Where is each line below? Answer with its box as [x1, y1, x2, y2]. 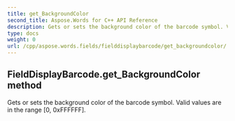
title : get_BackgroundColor [7, 10, 90, 17]
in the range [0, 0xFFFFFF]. [7, 106, 86, 114]
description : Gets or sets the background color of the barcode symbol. [7, 23, 224, 30]
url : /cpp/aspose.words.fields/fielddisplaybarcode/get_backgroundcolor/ [7, 43, 227, 50]
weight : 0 [7, 36, 36, 43]
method [7, 80, 42, 92]
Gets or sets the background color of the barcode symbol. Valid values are [7, 98, 222, 106]
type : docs [7, 29, 39, 37]
